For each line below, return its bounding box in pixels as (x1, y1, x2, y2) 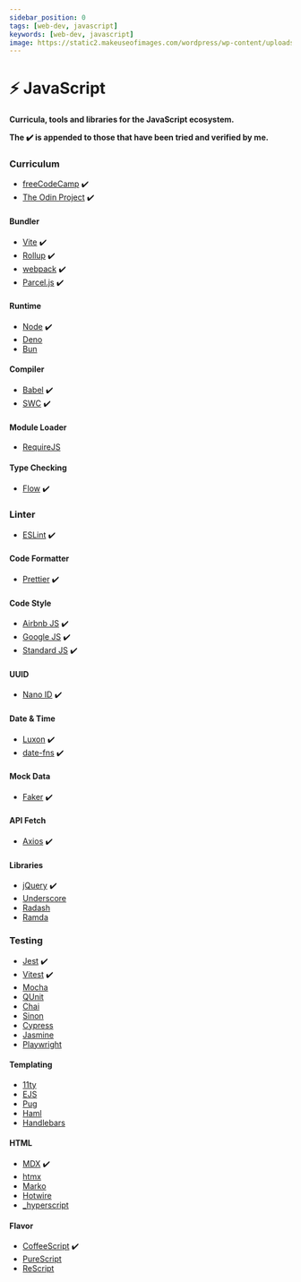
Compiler (9, 364, 45, 374)
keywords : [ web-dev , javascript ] (9, 30, 134, 39)
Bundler (9, 216, 40, 227)
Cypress (21, 1020, 54, 1030)
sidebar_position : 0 (9, 13, 87, 22)
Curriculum (9, 158, 60, 170)
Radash (21, 902, 51, 914)
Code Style (9, 598, 52, 608)
